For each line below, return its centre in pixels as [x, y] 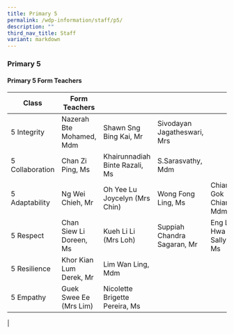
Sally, [219, 240]
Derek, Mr [78, 278]
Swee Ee [76, 298]
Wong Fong [176, 194]
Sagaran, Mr [178, 244]
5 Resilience [31, 269]
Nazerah [76, 119]
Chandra [172, 236]
